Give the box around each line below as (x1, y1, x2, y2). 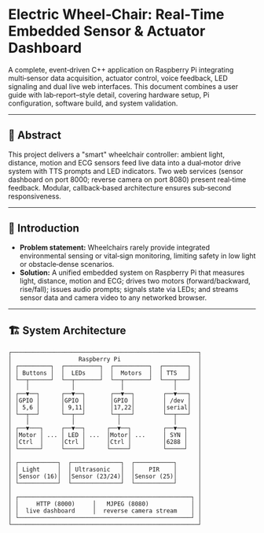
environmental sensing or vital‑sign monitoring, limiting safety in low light (19, 250, 256, 261)
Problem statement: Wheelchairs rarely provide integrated (19, 242, 211, 252)
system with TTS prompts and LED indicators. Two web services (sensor (8, 166, 244, 176)
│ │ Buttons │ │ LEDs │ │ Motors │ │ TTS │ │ (8, 369, 202, 377)
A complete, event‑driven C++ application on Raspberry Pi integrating (8, 65, 234, 74)
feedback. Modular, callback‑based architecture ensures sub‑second (8, 183, 232, 192)
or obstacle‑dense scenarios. (19, 259, 115, 268)
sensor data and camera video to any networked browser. (19, 293, 207, 302)
